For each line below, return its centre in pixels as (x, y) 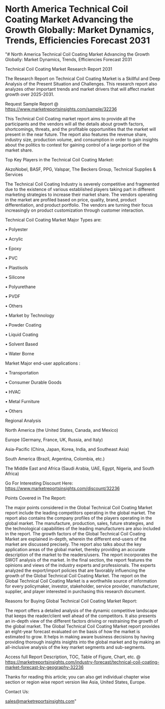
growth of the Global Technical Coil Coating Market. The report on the (76, 575)
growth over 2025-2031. (30, 94)
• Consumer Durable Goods (33, 382)
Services (14, 174)
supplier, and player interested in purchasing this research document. (76, 591)
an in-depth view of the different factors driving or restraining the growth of (82, 621)
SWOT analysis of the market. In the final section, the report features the (79, 560)
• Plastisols (16, 267)
